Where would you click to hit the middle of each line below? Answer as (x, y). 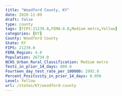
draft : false (19, 19)
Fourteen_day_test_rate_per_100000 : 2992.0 (52, 72)
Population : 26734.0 (27, 57)
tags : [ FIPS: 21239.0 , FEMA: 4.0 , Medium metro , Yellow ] (61, 29)
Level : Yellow (20, 81)
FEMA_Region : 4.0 (24, 52)
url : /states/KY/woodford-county (41, 85)
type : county (19, 24)
